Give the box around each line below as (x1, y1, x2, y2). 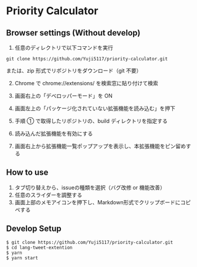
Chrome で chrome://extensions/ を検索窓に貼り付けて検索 (14, 80, 159, 86)
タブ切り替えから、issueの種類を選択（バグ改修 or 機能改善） (14, 184, 166, 191)
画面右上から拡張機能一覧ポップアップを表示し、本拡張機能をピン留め (14, 143, 186, 149)
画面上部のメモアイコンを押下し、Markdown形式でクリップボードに (14, 198, 180, 205)
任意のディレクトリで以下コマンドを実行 (14, 44, 114, 51)
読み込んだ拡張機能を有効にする (14, 130, 93, 137)
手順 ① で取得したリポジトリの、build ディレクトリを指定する (14, 117, 168, 124)
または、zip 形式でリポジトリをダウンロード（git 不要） (6, 67, 142, 74)
